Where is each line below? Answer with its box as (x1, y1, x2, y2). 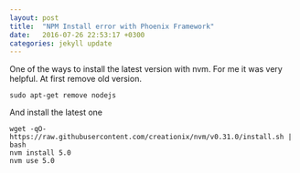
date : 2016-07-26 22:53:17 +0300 (9, 30, 145, 39)
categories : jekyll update (9, 38, 112, 48)
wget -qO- (9, 125, 48, 134)
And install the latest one (9, 107, 103, 118)
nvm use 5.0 (9, 157, 55, 166)
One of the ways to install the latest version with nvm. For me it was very (9, 64, 284, 75)
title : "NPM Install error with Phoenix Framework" (9, 22, 215, 31)
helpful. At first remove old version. (9, 74, 142, 85)
